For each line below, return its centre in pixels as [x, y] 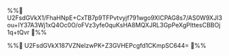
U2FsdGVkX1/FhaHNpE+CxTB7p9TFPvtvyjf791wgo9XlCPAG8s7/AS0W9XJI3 [115, 18]
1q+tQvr [18, 32]
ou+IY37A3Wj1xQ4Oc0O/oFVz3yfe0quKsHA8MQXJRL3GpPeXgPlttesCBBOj [114, 25]
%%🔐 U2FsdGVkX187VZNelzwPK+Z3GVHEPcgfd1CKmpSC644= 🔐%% [107, 45]
